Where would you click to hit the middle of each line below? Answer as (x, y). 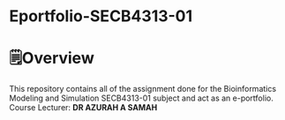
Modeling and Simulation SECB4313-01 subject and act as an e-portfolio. (141, 98)
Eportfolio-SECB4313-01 (101, 16)
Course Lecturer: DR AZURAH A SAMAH (83, 108)
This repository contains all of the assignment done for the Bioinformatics (142, 89)
